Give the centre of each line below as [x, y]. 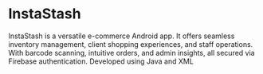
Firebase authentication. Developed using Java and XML [101, 61]
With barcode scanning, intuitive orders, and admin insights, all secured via [131, 53]
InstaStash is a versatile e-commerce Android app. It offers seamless [122, 36]
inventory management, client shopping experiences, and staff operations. [131, 44]
